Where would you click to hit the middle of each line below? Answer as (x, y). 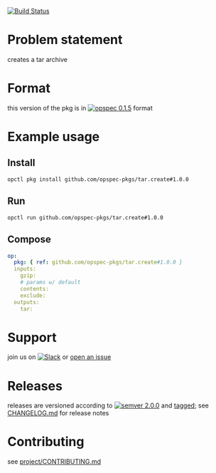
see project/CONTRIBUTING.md (54, 462)
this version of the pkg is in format (80, 108)
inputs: (25, 269)
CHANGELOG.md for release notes (58, 413)
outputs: (27, 302)
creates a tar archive (37, 59)
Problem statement (65, 40)
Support (32, 337)
